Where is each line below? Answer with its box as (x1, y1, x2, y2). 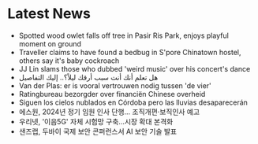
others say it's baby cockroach (18, 56, 120, 65)
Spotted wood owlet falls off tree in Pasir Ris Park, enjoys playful (18, 31, 230, 40)
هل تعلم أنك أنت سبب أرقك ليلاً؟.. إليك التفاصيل (18, 72, 159, 82)
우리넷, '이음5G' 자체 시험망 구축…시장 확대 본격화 (18, 116, 174, 126)
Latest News (7, 5, 92, 23)
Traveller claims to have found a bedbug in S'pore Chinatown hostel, (18, 47, 241, 57)
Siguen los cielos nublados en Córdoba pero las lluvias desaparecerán (18, 98, 248, 107)
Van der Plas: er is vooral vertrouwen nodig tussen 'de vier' (18, 80, 212, 90)
